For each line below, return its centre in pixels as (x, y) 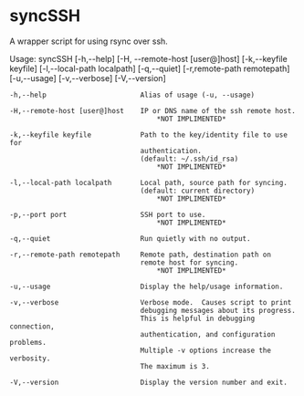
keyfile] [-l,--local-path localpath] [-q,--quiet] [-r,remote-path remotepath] (150, 68)
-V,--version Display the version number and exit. (148, 382)
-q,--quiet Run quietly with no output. (130, 238)
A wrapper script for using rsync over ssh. (89, 41)
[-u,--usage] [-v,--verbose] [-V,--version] (88, 78)
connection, (32, 326)
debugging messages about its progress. (218, 310)
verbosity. (30, 358)
